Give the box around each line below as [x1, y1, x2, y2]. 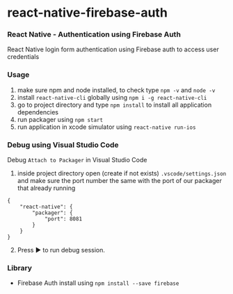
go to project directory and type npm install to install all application [17, 101, 212, 109]
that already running [17, 184, 76, 192]
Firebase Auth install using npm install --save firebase [17, 279, 179, 287]
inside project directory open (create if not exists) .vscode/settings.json [17, 169, 227, 178]
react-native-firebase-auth [7, 5, 168, 21]
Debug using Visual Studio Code [7, 140, 119, 150]
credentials [7, 53, 40, 61]
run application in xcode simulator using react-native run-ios [17, 123, 196, 131]
